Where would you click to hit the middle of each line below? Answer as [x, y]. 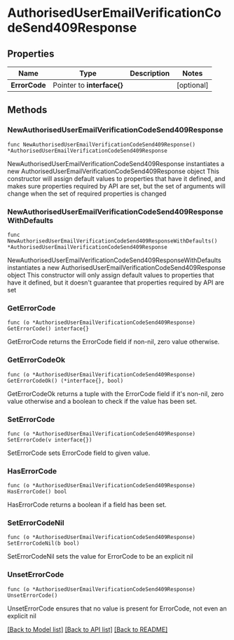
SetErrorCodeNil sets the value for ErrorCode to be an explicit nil [101, 557]
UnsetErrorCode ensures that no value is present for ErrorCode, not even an [117, 608]
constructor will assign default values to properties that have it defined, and [116, 178]
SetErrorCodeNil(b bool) [43, 544]
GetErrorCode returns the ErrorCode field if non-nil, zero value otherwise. [113, 342]
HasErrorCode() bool [37, 492]
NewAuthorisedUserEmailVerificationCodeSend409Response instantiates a [116, 163]
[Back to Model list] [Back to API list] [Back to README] [88, 629]
